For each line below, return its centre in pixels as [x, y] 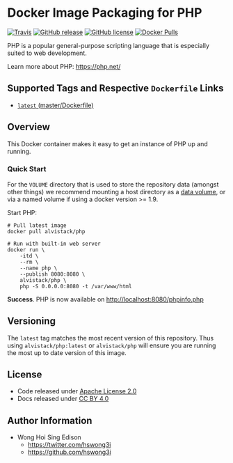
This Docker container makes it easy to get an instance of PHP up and [107, 143]
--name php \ [39, 268]
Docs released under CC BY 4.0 [63, 399]
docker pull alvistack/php [46, 231]
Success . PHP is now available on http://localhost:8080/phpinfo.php [105, 299]
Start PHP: [22, 212]
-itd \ [29, 256]
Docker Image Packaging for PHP [105, 13]
